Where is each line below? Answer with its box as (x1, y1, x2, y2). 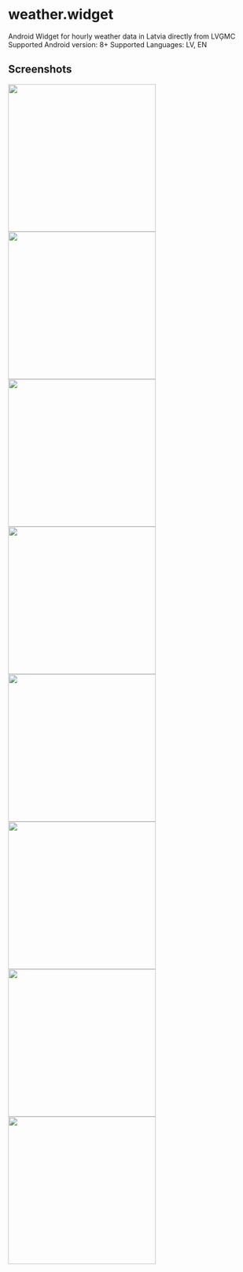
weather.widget (8, 6, 114, 24)
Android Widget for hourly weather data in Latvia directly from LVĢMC (8, 31, 236, 41)
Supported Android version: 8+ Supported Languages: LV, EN (8, 39, 208, 49)
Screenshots (8, 63, 72, 76)
